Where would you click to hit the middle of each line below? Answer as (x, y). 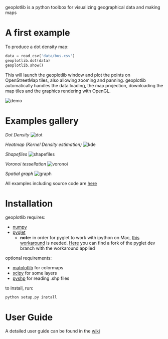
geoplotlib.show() (24, 65)
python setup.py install (31, 297)
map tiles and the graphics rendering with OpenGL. (58, 91)
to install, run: (19, 288)
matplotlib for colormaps (38, 268)
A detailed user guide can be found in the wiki (53, 331)
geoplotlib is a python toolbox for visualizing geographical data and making (83, 7)
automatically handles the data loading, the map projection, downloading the (84, 85)
